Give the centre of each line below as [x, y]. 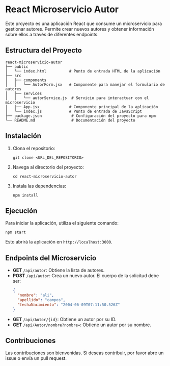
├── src [13, 76]
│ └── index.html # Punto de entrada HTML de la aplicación [83, 71]
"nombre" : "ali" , [36, 295]
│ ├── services [24, 93]
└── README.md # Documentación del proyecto [70, 120]
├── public [17, 67]
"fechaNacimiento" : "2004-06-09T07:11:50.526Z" [69, 305]
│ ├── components [26, 80]
